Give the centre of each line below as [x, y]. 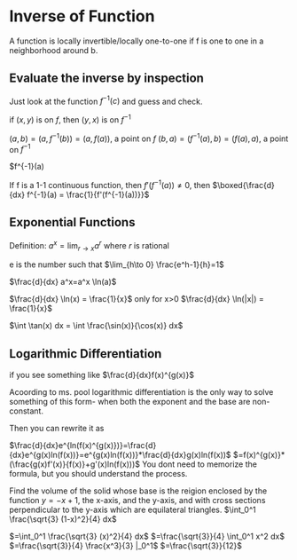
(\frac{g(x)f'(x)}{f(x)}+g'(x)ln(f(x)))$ [74, 464]
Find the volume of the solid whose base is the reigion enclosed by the [138, 491]
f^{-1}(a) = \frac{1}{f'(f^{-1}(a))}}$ [88, 195]
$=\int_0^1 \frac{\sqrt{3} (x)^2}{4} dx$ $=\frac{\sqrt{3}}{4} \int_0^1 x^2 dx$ [147, 536]
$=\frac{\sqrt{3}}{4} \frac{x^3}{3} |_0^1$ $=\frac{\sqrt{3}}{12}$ [125, 546]
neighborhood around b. [54, 50]
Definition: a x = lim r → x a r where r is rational [90, 245]
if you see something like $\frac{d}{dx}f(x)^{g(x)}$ [102, 375]
